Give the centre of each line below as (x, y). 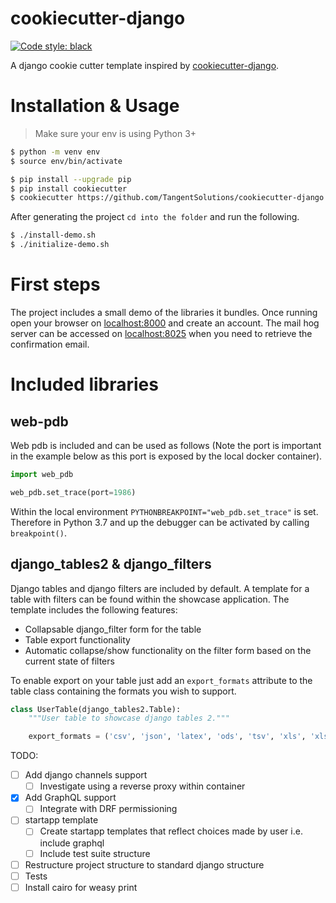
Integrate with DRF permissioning (108, 809)
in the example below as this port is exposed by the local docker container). (166, 456)
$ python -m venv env (55, 152)
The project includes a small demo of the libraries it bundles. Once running (164, 312)
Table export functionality (77, 639)
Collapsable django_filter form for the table (113, 629)
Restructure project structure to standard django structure (144, 864)
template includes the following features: (94, 609)
